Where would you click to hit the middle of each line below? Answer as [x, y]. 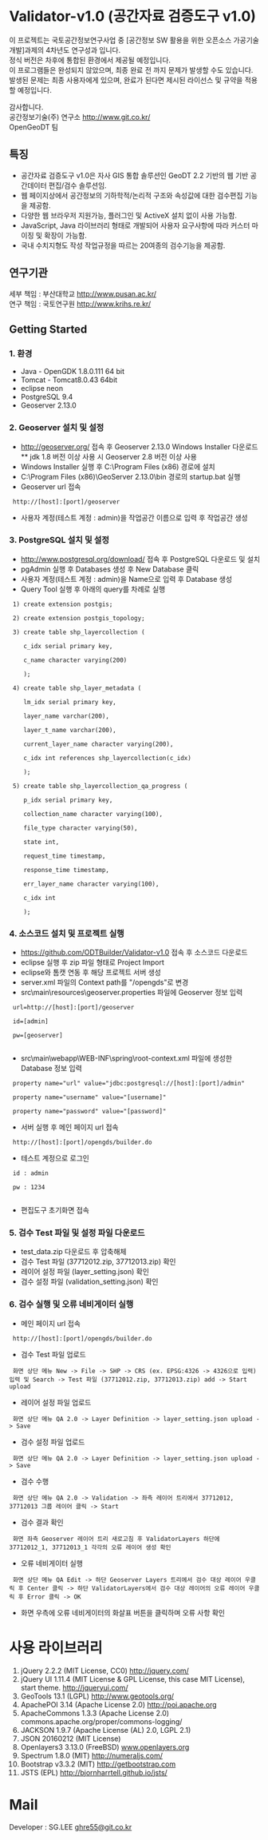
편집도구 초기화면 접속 [55, 1210]
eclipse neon [41, 388]
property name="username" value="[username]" [89, 1097]
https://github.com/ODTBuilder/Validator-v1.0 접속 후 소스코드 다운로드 [134, 953]
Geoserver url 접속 [51, 486]
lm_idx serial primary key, [70, 702]
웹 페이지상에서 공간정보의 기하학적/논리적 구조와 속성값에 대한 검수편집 [132, 195]
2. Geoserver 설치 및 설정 [57, 428]
